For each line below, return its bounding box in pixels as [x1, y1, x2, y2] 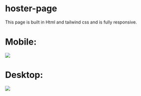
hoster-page [5, 3, 57, 14]
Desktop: [5, 70, 43, 81]
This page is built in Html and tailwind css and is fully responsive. [5, 19, 137, 25]
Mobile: [5, 36, 37, 48]
